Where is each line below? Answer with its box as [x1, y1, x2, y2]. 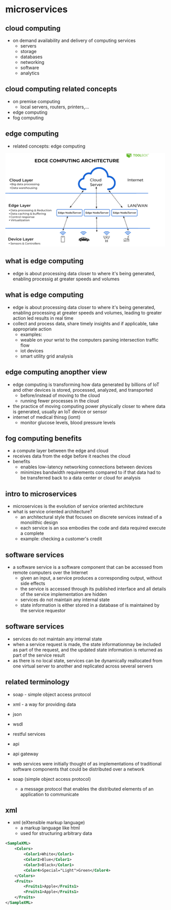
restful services [12, 731, 46, 737]
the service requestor [20, 607, 66, 613]
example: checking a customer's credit [20, 536, 102, 542]
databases [20, 54, 43, 60]
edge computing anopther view [5, 368, 107, 376]
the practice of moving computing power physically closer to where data [12, 403, 166, 409]
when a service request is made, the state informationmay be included [12, 641, 161, 647]
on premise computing [12, 98, 60, 104]
